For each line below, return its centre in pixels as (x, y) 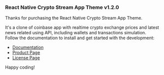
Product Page (26, 52)
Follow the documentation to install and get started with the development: (80, 38)
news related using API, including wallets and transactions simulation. (76, 33)
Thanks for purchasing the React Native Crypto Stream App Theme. (74, 18)
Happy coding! (20, 67)
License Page (26, 58)
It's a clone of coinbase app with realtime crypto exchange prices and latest (82, 27)
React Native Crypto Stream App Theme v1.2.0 (62, 7)
